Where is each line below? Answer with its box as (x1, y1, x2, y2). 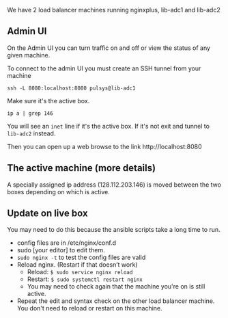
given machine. (7, 51, 51, 59)
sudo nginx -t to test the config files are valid (16, 253, 146, 262)
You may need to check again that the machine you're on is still (27, 282, 205, 291)
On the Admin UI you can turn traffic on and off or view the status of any (7, 44, 210, 52)
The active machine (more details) (7, 162, 156, 174)
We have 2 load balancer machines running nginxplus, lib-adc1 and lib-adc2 (7, 6, 220, 14)
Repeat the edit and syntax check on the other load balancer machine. (16, 297, 215, 305)
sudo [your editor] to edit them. (16, 246, 105, 254)
